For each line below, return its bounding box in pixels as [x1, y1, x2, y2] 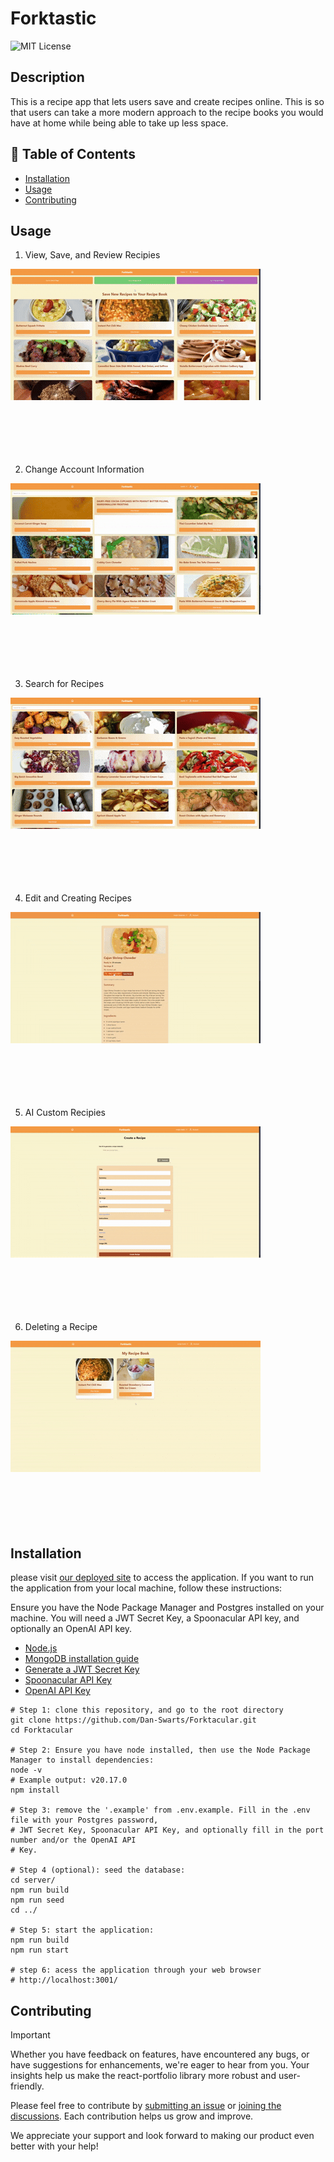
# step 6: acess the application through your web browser [10, 1965, 262, 1976]
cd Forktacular [10, 1725, 74, 1736]
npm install [10, 1785, 60, 1796]
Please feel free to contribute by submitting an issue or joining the [10, 2100, 282, 2111]
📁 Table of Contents [10, 146, 136, 163]
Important [10, 2029, 51, 2041]
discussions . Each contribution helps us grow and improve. [10, 2110, 254, 2122]
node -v [10, 1765, 43, 1776]
